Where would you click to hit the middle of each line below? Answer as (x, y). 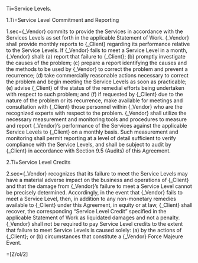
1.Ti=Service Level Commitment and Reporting (63, 20)
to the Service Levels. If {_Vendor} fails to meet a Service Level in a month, (97, 50)
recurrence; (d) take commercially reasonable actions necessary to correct (98, 75)
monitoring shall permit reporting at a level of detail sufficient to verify (91, 138)
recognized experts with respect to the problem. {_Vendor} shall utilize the (96, 113)
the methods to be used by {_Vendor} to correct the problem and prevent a (97, 69)
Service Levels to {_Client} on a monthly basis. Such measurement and (92, 132)
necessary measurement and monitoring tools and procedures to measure (97, 119)
